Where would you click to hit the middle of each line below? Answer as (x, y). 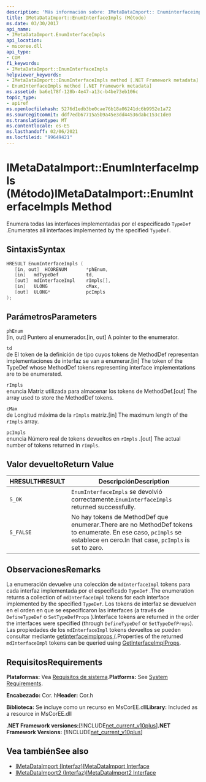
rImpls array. (23, 421)
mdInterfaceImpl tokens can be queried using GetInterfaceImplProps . (94, 643)
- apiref (17, 103)
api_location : (25, 40)
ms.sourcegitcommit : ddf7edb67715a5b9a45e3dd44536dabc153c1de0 (89, 115)
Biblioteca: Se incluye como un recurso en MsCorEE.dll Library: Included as (102, 707)
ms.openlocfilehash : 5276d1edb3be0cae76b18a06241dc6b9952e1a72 (89, 109)
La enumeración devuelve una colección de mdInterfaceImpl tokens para (98, 584)
